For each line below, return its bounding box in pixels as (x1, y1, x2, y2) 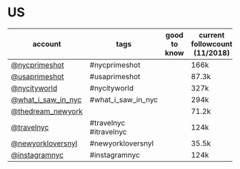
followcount (191, 39, 233, 48)
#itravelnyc (89, 126, 127, 136)
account (32, 39, 61, 48)
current (199, 30, 225, 40)
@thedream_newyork (11, 106, 84, 116)
